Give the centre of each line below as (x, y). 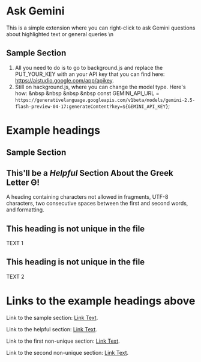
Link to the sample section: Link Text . (52, 317)
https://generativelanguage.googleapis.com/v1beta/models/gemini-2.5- (105, 100)
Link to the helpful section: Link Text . (52, 329)
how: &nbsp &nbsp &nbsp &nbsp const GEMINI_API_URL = (87, 93)
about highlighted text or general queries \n (60, 34)
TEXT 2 (15, 276)
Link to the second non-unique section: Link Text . (67, 352)
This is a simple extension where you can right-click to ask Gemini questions (101, 28)
